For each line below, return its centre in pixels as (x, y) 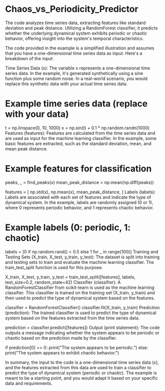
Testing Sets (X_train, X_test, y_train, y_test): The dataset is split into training (82, 257)
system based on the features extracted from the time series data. (72, 318)
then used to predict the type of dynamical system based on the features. (80, 298)
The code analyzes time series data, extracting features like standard (75, 23)
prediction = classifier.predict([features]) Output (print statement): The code (82, 327)
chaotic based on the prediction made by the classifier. (61, 338)
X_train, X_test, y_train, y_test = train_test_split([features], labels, (70, 277)
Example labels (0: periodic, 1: (68, 227)
